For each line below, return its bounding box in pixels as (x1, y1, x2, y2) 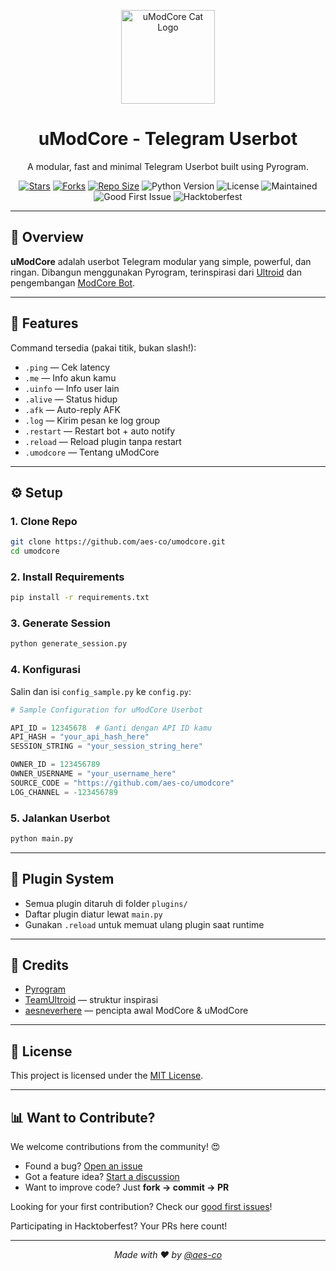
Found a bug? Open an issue (24, 1160, 143, 1172)
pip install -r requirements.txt (10, 593, 150, 603)
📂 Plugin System (10, 871, 115, 888)
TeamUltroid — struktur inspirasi (24, 994, 159, 1006)
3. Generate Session (10, 616, 111, 630)
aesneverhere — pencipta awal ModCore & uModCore (24, 1005, 249, 1017)
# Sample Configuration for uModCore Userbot (10, 705, 203, 715)
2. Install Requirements (10, 570, 125, 584)
